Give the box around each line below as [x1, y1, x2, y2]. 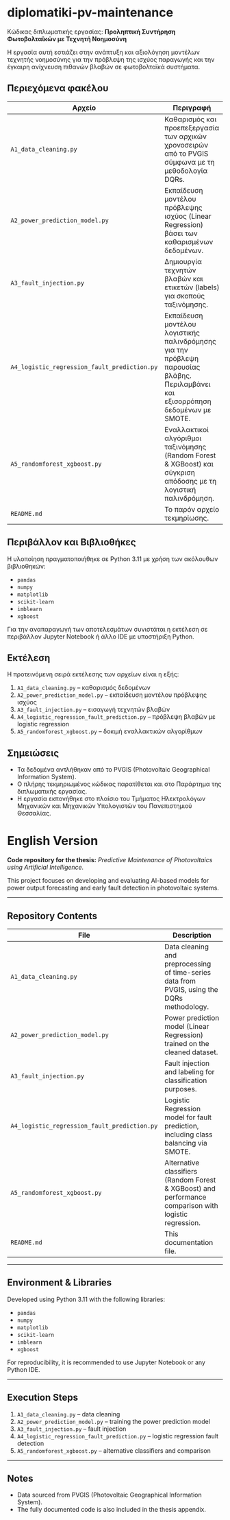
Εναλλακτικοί [164, 425, 209, 434]
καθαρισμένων [164, 237, 214, 246]
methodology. [164, 1001, 209, 1011]
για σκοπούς [164, 291, 205, 300]
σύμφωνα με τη [164, 157, 215, 167]
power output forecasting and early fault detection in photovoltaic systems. [7, 883, 219, 892]
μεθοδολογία [164, 166, 208, 176]
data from [164, 976, 196, 986]
